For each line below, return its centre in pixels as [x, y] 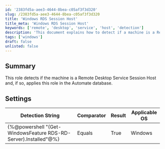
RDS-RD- [59, 133]
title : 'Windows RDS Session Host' [41, 19]
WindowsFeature [27, 133]
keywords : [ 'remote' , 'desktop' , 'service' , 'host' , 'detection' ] [74, 28]
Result [118, 116]
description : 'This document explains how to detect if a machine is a [80, 32]
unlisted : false [22, 46]
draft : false [18, 42]
